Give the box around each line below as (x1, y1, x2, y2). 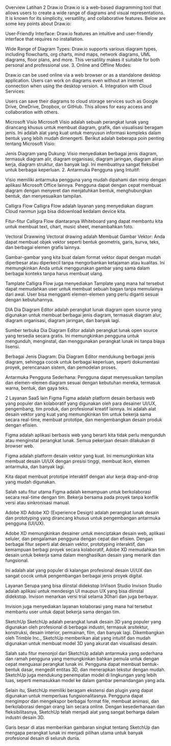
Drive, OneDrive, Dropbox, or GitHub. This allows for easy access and (5, 104, 152, 109)
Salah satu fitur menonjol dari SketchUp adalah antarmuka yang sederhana (5, 651, 163, 656)
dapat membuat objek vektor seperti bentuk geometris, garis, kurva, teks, (5, 239, 160, 245)
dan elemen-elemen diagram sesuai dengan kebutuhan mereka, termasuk (5, 380, 161, 386)
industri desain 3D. (5, 714, 45, 720)
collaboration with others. (5, 109, 59, 115)
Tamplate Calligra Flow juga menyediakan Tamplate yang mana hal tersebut (5, 280, 164, 286)
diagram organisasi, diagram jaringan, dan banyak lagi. (5, 318, 120, 323)
